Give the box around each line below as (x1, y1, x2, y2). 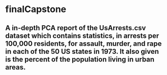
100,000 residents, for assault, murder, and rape (5, 39, 162, 48)
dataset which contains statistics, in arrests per (5, 31, 159, 40)
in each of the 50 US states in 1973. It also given (5, 47, 159, 56)
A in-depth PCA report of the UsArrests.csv (5, 24, 146, 32)
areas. (5, 63, 26, 71)
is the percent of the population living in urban (5, 55, 155, 63)
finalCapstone (5, 4, 66, 15)
